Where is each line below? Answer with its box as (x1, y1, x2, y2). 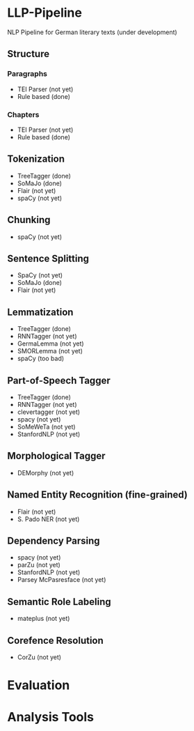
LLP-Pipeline (7, 5, 82, 21)
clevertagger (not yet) (17, 408, 81, 416)
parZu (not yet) (17, 561, 60, 569)
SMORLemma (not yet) (17, 347, 83, 355)
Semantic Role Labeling (7, 596, 111, 608)
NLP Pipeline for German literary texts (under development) (7, 28, 177, 36)
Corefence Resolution (7, 634, 104, 646)
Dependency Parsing (7, 535, 100, 546)
